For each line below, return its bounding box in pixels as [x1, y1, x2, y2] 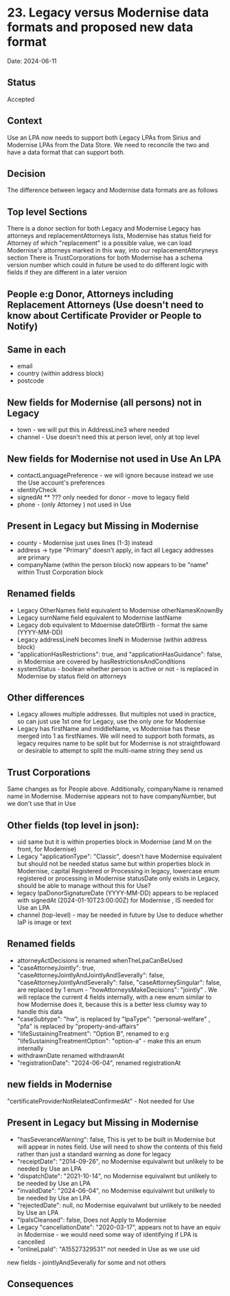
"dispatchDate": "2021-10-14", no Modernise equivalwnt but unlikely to [16, 1171, 218, 1180]
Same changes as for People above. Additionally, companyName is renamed [7, 785, 223, 793]
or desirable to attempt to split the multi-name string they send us [16, 747, 203, 755]
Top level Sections [7, 206, 88, 217]
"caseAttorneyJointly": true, [16, 964, 96, 972]
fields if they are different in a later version [7, 268, 127, 277]
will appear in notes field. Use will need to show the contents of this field [16, 1143, 223, 1151]
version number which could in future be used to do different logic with [7, 261, 208, 269]
